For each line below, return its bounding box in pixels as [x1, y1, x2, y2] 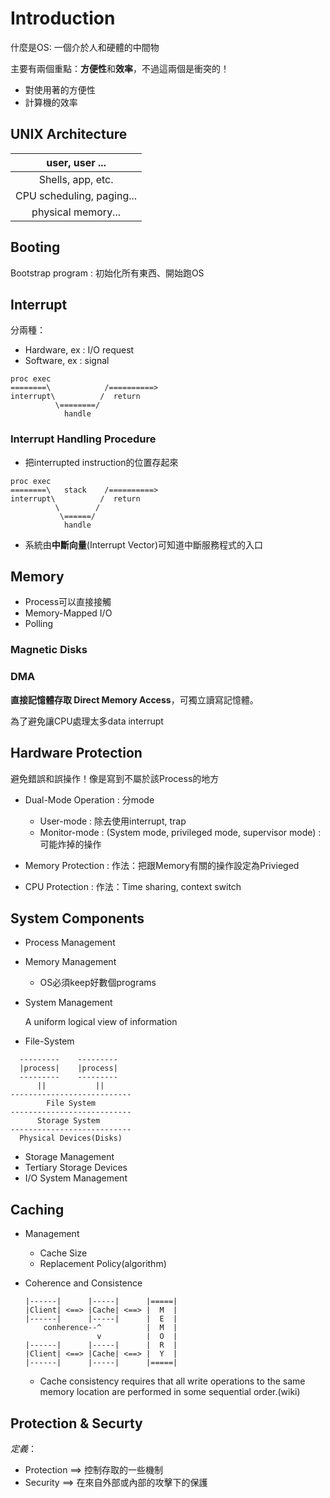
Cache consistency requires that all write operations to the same [39, 1375, 306, 1387]
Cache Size [39, 1247, 88, 1259]
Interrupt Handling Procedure [10, 432, 157, 446]
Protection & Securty [10, 1415, 143, 1432]
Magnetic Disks [10, 643, 88, 657]
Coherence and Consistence [24, 1277, 143, 1289]
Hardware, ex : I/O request [24, 344, 135, 356]
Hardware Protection [10, 745, 143, 762]
